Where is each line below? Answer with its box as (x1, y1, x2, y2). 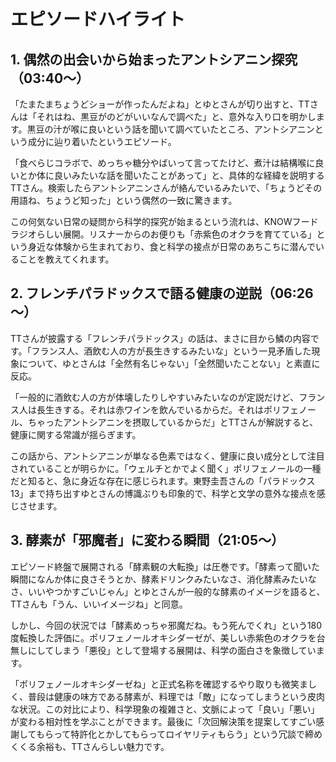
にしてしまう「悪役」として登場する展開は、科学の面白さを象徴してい (27, 644, 317, 656)
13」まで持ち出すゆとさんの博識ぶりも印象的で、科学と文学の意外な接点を (10, 487, 317, 499)
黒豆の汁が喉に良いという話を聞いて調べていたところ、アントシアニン (26, 123, 315, 135)
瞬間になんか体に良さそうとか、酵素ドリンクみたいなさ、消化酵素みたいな (10, 573, 317, 585)
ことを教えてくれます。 (18, 253, 115, 265)
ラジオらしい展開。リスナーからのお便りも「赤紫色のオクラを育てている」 (10, 228, 317, 240)
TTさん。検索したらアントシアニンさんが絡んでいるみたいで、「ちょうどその (10, 182, 323, 194)
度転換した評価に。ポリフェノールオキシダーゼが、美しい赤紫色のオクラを (10, 631, 317, 644)
